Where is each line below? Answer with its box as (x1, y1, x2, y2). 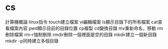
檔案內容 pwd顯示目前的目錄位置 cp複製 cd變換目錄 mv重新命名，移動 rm (9, 25, 163, 31)
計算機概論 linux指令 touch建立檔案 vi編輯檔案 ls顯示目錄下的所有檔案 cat (5, 19, 158, 25)
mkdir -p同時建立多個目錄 (5, 37, 59, 44)
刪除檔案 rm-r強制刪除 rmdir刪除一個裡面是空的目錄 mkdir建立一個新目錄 (5, 31, 157, 37)
